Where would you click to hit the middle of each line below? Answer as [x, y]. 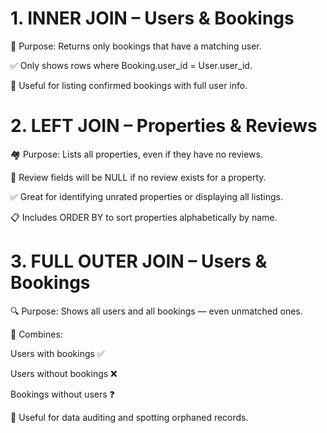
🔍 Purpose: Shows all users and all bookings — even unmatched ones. [156, 311]
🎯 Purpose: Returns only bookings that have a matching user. [136, 46]
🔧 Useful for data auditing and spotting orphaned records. [129, 417]
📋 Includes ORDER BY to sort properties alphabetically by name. [144, 217]
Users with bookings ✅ [57, 353]
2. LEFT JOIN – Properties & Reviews [164, 126]
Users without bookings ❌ [64, 373]
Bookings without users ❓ [62, 394]
